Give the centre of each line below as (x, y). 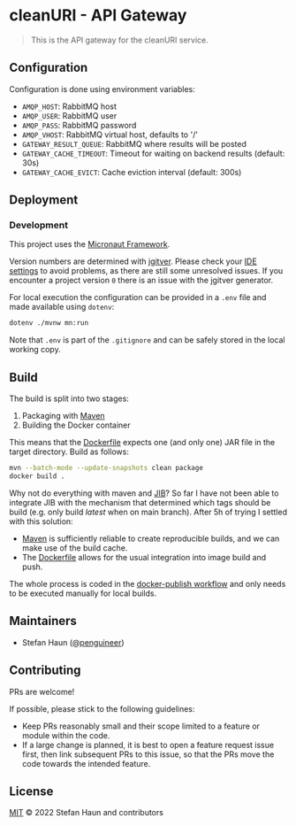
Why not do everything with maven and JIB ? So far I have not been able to (144, 493)
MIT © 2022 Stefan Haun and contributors (86, 813)
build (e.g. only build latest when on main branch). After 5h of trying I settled (148, 512)
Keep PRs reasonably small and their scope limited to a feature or (141, 726)
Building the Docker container (76, 425)
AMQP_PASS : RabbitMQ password (79, 125)
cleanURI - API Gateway (98, 15)
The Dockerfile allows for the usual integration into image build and (144, 557)
